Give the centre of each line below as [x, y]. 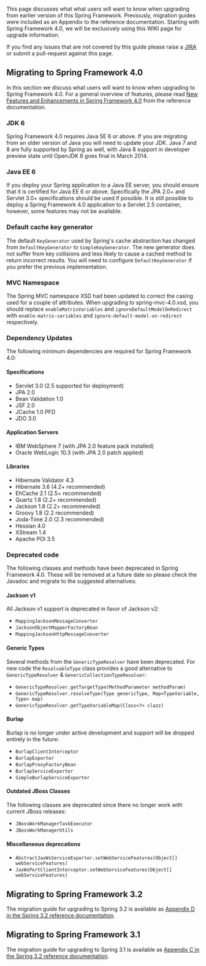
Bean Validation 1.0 [39, 399]
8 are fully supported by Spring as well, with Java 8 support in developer [98, 149]
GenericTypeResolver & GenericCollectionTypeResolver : [76, 674]
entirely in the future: [33, 739]
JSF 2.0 [25, 405]
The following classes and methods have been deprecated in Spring [93, 568]
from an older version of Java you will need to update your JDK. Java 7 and [102, 143]
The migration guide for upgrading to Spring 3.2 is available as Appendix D [101, 909]
